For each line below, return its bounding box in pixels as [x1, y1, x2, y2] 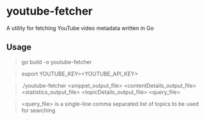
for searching [21, 107, 56, 114]
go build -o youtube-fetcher [21, 58, 92, 65]
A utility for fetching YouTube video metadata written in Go [6, 24, 154, 32]
